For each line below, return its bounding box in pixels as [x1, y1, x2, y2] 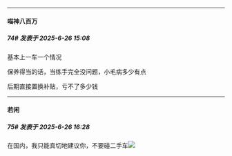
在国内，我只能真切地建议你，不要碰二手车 [7, 142, 128, 150]
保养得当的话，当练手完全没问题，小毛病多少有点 [7, 67, 146, 76]
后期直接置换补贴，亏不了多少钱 [7, 82, 98, 90]
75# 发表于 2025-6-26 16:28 [7, 122, 90, 131]
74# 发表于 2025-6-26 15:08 [7, 34, 90, 42]
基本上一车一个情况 [7, 52, 62, 61]
